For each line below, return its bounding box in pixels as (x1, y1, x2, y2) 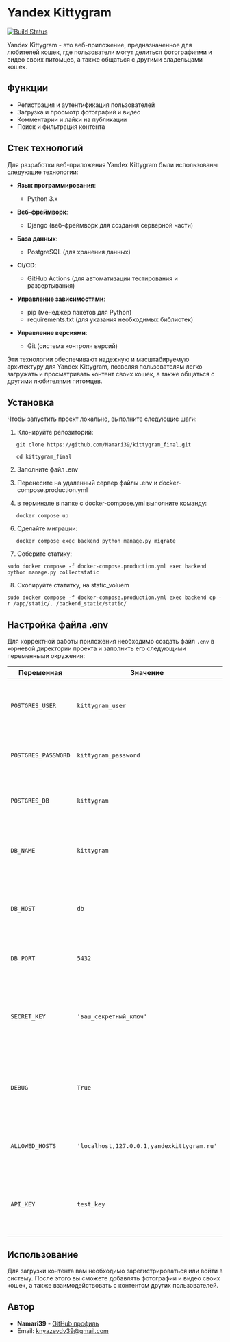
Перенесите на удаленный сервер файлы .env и (16, 478, 157, 487)
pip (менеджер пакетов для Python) (27, 308, 132, 316)
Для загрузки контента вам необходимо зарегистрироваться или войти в (7, 1267, 223, 1275)
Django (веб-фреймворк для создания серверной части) (27, 221, 194, 229)
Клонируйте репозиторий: (16, 428, 94, 437)
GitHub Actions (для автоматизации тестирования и (27, 274, 178, 282)
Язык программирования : (16, 181, 97, 189)
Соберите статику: (16, 550, 73, 558)
